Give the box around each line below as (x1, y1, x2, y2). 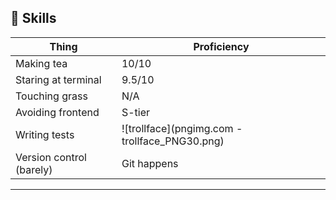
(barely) (15, 162, 53, 176)
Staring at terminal (15, 72, 102, 86)
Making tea (15, 56, 68, 70)
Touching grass (15, 89, 88, 103)
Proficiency (193, 39, 250, 53)
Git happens (121, 156, 179, 170)
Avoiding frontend (15, 105, 100, 119)
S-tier (121, 105, 151, 119)
